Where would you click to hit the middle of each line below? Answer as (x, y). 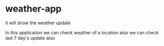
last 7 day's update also (30, 38)
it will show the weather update (38, 23)
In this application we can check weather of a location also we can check (82, 32)
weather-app (34, 9)
